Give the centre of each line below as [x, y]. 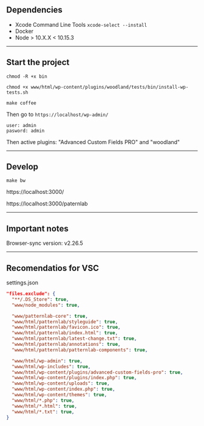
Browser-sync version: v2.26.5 [45, 243]
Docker [24, 31]
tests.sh [17, 92]
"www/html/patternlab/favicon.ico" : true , [66, 328]
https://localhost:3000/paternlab [47, 204]
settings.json [22, 283]
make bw [16, 181]
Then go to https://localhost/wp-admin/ [57, 114]
